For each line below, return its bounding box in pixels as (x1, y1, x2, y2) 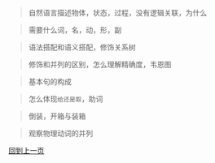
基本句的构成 (28, 77, 72, 86)
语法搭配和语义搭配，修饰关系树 (28, 42, 136, 52)
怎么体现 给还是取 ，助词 (28, 94, 103, 104)
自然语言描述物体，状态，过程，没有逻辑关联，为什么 (28, 8, 208, 17)
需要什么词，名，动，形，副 (28, 25, 122, 35)
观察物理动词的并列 (28, 129, 94, 138)
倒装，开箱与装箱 (28, 111, 86, 121)
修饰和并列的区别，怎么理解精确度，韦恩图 (28, 60, 172, 69)
